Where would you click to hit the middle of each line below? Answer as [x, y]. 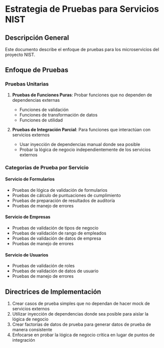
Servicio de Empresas [28, 217]
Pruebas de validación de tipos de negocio [55, 228]
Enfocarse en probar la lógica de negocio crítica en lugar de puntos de [83, 335]
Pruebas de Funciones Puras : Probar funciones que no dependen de [82, 95]
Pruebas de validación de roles [43, 266]
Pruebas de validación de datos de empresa [57, 238]
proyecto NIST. [20, 55]
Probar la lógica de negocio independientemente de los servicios [85, 149]
